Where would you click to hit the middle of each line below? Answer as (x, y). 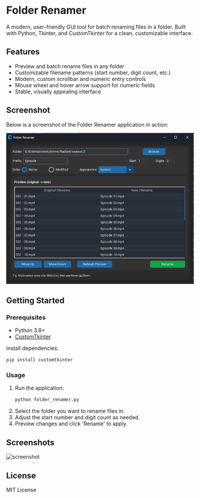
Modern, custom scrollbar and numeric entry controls (80, 79)
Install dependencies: (32, 348)
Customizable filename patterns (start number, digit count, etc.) (93, 73)
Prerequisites (26, 317)
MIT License (21, 490)
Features (23, 52)
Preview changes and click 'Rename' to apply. (71, 424)
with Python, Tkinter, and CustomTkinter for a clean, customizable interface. (99, 33)
